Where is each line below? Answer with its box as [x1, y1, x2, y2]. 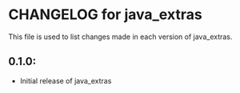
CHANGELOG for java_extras [8, 6, 202, 24]
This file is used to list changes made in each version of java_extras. [8, 32, 233, 41]
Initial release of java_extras [19, 76, 112, 85]
